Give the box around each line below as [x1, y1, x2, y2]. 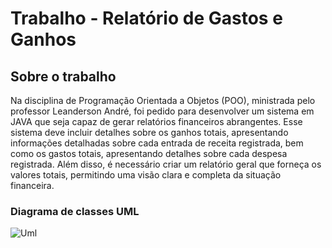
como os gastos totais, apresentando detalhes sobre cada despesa [10, 148, 288, 159]
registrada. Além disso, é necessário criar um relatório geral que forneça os [10, 158, 322, 170]
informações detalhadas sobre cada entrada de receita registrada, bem [10, 137, 304, 149]
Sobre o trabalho [10, 68, 117, 85]
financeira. [10, 180, 55, 191]
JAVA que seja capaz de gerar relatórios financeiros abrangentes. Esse [10, 116, 303, 127]
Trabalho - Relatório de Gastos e [10, 7, 283, 30]
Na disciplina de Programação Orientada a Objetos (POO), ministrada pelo [10, 95, 316, 106]
